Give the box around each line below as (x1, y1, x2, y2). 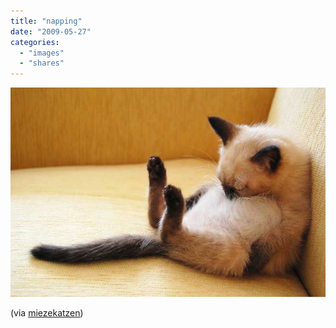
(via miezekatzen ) (10, 307, 84, 319)
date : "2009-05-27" (10, 26, 92, 37)
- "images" (19, 48, 65, 58)
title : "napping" (10, 16, 83, 26)
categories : (10, 37, 60, 47)
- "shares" (19, 58, 65, 69)
